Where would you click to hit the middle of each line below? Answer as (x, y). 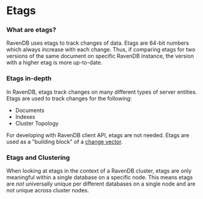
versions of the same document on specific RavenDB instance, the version (100, 56)
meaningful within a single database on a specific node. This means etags (100, 178)
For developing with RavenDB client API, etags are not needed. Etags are (98, 135)
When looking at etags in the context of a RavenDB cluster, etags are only (99, 171)
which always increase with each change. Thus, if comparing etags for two (101, 50)
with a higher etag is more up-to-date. (54, 62)
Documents (30, 110)
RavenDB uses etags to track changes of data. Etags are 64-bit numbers (98, 43)
